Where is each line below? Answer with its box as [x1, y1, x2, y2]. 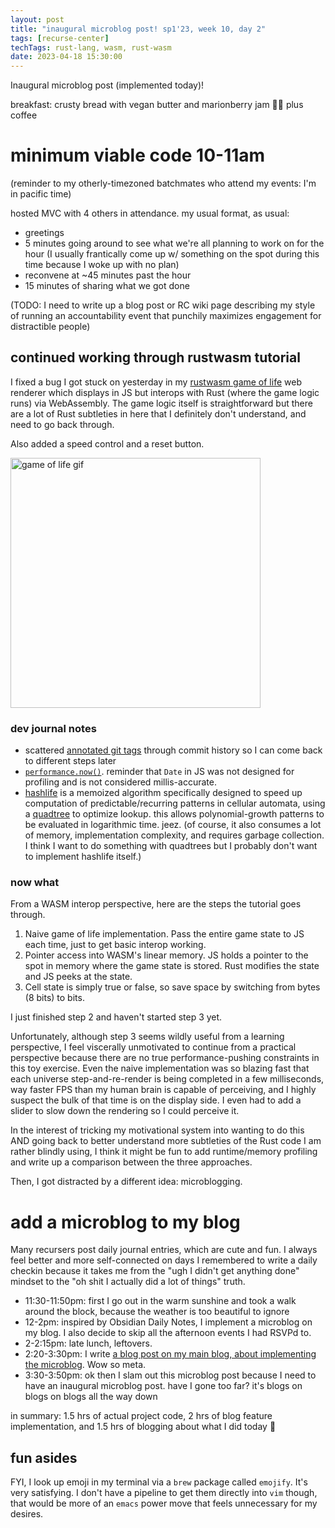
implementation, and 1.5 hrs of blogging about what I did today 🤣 [10, 1421, 277, 1433]
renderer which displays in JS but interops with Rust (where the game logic [10, 386, 320, 398]
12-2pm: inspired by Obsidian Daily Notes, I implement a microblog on [24, 1316, 313, 1328]
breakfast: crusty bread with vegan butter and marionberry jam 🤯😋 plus [10, 99, 304, 111]
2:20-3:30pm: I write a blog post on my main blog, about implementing [24, 1348, 317, 1360]
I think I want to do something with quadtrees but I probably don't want [24, 840, 318, 852]
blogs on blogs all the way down [24, 1391, 158, 1403]
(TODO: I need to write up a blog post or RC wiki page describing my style [10, 299, 316, 311]
